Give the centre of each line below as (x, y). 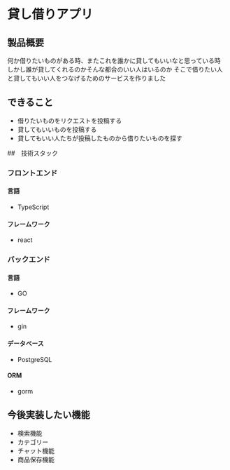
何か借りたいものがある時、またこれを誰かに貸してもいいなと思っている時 (114, 61)
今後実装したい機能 (49, 415)
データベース (26, 344)
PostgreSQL (35, 359)
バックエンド (29, 260)
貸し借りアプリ (50, 14)
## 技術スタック (33, 153)
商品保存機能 (36, 459)
